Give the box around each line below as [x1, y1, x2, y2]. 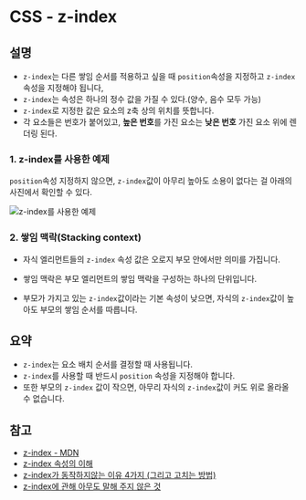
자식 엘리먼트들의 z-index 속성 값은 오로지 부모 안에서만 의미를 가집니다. [22, 254, 281, 265]
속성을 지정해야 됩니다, [22, 82, 104, 93]
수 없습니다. [22, 393, 66, 404]
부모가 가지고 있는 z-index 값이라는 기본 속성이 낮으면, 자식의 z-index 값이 [22, 292, 285, 303]
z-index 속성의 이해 [22, 458, 93, 469]
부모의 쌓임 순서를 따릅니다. [39, 304, 138, 315]
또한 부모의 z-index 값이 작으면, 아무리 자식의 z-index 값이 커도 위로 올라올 [22, 381, 290, 393]
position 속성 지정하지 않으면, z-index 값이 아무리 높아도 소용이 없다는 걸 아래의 [9, 175, 292, 186]
